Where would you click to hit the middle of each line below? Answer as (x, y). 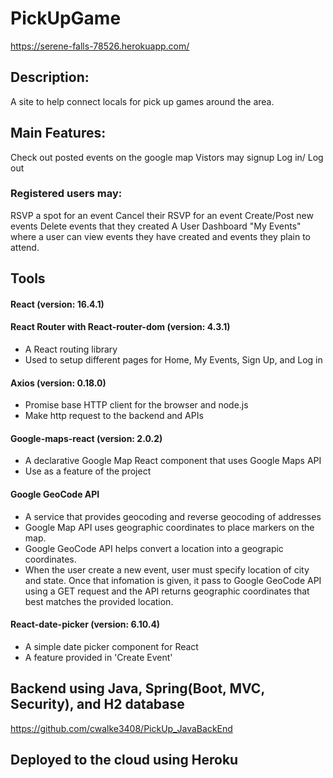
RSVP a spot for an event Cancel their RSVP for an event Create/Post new (162, 215)
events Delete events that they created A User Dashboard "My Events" (156, 226)
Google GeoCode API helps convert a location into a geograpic (154, 548)
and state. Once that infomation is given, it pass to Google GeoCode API (173, 580)
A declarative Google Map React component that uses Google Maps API (173, 461)
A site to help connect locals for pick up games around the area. (142, 101)
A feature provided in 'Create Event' (98, 657)
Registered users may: (66, 194)
